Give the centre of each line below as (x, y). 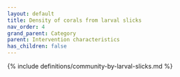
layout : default (31, 14)
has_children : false (37, 46)
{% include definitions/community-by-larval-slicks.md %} (90, 66)
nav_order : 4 (26, 27)
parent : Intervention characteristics (63, 40)
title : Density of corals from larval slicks (74, 20)
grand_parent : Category (42, 33)
